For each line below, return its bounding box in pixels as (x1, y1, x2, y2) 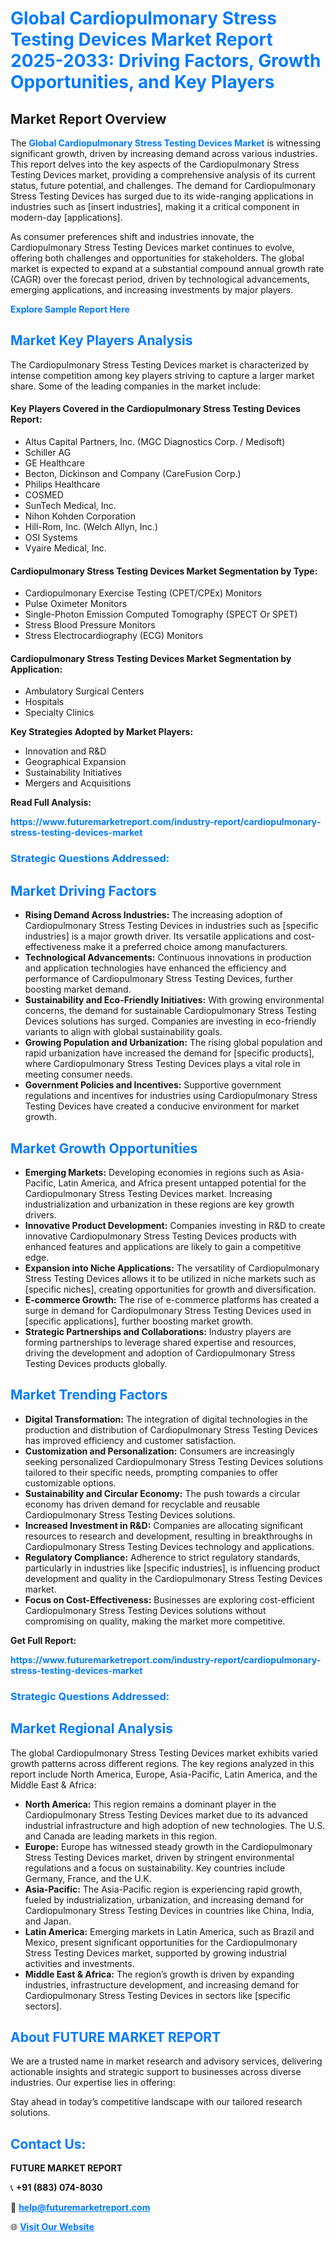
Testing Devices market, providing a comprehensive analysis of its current (10, 169, 316, 181)
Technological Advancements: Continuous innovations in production (24, 952, 312, 964)
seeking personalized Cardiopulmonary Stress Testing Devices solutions (24, 1455, 324, 1467)
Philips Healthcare (24, 478, 101, 491)
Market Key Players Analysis (10, 332, 193, 349)
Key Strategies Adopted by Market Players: (10, 726, 194, 738)
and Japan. (24, 1915, 72, 1927)
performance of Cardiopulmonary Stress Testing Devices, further (24, 973, 294, 985)
